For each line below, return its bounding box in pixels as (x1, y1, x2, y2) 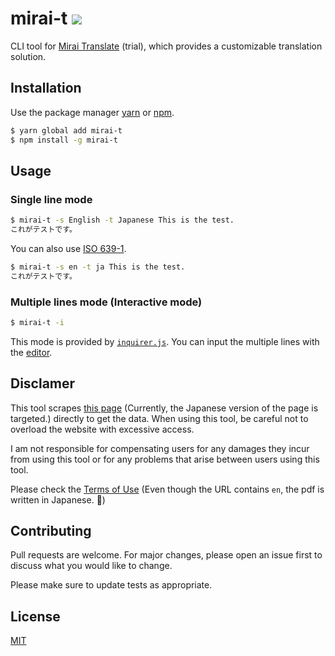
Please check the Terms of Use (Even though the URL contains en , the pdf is (10, 483, 325, 495)
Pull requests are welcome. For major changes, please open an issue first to (10, 549, 323, 561)
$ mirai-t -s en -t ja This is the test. (10, 262, 186, 272)
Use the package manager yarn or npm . (10, 106, 175, 118)
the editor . (10, 346, 53, 358)
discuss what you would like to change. (10, 560, 173, 572)
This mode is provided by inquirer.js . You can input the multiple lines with (10, 335, 320, 347)
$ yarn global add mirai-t (10, 125, 123, 136)
